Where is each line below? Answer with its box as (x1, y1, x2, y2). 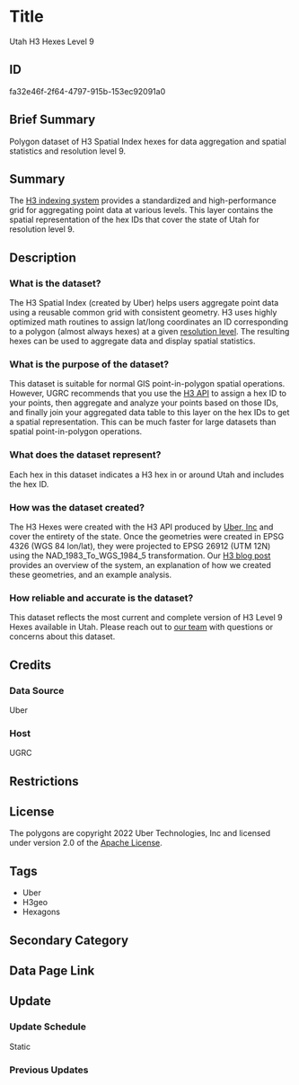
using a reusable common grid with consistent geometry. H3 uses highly (9, 307, 277, 318)
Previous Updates (9, 1063, 89, 1076)
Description (9, 250, 76, 265)
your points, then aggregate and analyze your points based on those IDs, (9, 397, 279, 408)
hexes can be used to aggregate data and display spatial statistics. (9, 335, 256, 347)
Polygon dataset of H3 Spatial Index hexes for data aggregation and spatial (9, 136, 287, 147)
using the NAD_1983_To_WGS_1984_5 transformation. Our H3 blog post (9, 550, 271, 561)
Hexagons (22, 906, 61, 918)
